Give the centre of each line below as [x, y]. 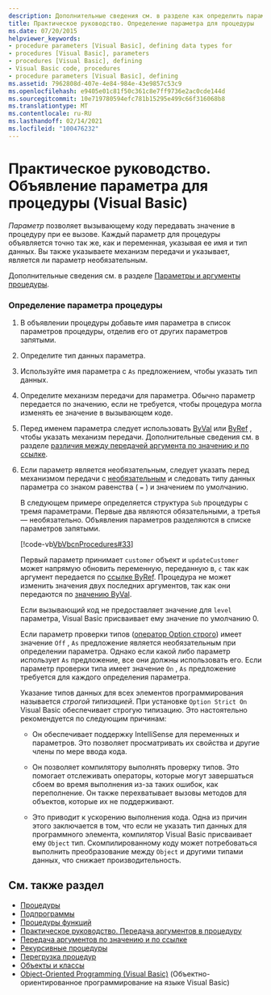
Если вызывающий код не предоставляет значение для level [126, 610]
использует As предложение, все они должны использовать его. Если [141, 659]
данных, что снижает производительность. [106, 860]
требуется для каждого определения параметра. [105, 677]
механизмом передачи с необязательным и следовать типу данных [138, 478]
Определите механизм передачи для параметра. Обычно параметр [138, 395]
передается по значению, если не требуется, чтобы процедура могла [141, 404]
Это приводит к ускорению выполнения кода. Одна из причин [140, 817]
